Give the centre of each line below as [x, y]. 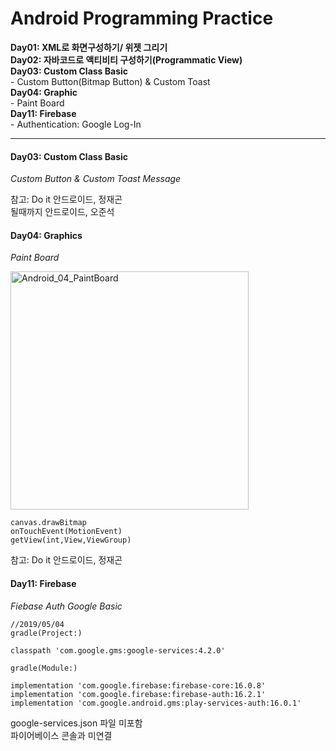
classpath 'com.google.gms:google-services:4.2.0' [118, 650]
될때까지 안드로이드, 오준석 [62, 212]
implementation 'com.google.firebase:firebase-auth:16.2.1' [138, 694]
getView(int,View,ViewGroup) [71, 540]
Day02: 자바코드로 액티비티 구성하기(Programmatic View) [126, 59]
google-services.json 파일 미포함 [76, 723]
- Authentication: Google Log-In [76, 124]
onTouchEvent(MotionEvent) [66, 532]
